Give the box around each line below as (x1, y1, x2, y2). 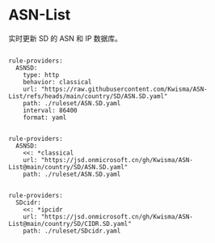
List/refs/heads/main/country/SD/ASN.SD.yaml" (8, 92, 168, 100)
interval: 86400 (23, 106, 78, 114)
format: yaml (23, 113, 67, 122)
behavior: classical (23, 78, 92, 86)
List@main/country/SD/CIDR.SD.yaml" (8, 220, 132, 228)
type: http (23, 70, 60, 79)
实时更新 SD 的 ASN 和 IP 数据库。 (8, 33, 123, 43)
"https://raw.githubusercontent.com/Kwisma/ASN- (40, 85, 208, 93)
